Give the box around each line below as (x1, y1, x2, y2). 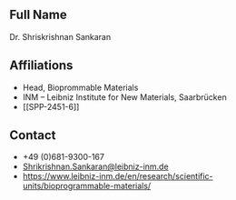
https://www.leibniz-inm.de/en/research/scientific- (22, 171, 213, 182)
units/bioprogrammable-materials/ (22, 181, 152, 192)
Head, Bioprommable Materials (22, 82, 139, 93)
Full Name (9, 7, 67, 23)
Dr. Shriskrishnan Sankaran (9, 31, 112, 42)
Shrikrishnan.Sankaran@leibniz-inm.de (22, 161, 170, 172)
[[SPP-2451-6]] (22, 101, 80, 112)
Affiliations (9, 58, 74, 74)
